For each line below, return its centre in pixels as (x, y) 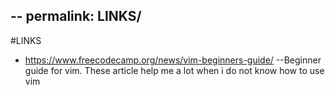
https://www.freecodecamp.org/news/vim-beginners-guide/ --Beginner (173, 60)
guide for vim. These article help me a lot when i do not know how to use (174, 70)
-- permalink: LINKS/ (76, 16)
